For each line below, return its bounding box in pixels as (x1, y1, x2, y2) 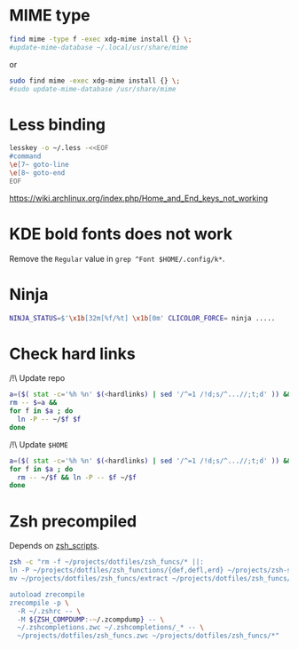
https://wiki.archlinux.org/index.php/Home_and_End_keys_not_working (9, 193, 269, 203)
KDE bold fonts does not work (9, 224, 233, 244)
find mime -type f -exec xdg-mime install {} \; (9, 35, 192, 44)
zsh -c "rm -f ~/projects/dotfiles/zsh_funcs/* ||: (9, 558, 204, 566)
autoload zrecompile (9, 590, 86, 599)
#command (9, 152, 42, 161)
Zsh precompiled (9, 511, 137, 531)
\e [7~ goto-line (9, 161, 69, 170)
